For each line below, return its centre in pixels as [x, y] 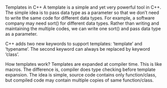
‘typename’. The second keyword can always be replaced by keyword [78, 49]
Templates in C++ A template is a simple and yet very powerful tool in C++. [83, 7]
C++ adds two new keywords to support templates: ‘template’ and [74, 44]
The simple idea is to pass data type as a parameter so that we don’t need [82, 13]
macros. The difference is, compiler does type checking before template [80, 69]
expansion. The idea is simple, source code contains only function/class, [81, 75]
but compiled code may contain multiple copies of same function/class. [79, 80]
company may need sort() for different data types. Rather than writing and [82, 23]
